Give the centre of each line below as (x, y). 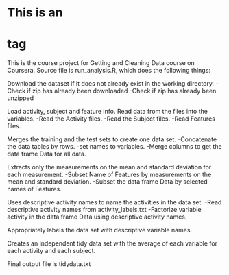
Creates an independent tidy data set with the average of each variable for (112, 243)
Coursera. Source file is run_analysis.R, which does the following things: (109, 71)
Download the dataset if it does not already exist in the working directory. (111, 84)
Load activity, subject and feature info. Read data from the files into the (107, 112)
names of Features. (34, 189)
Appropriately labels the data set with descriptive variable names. (100, 230)
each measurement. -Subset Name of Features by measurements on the (109, 175)
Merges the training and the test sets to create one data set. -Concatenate (112, 139)
